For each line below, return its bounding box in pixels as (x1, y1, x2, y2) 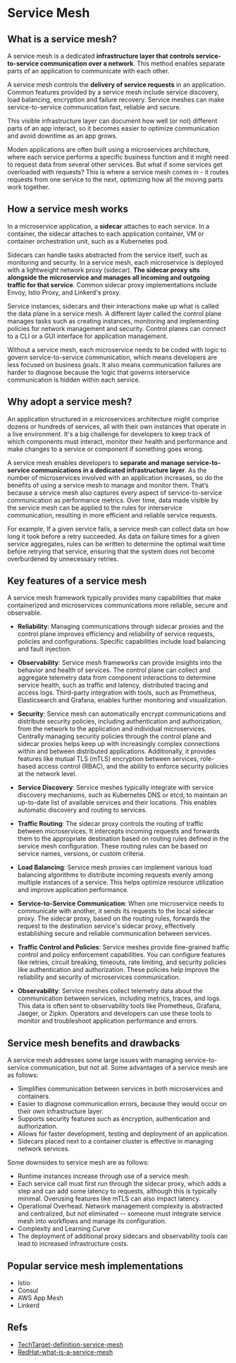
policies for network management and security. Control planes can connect (7, 324, 227, 332)
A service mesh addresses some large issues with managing (7, 1056, 183, 1064)
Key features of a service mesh (7, 575, 147, 587)
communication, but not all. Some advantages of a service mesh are (30, 1064, 228, 1072)
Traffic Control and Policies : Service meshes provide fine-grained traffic (17, 943, 230, 951)
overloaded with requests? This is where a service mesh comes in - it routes (7, 168, 229, 176)
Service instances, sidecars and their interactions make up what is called (7, 301, 219, 310)
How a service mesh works (7, 203, 129, 215)
